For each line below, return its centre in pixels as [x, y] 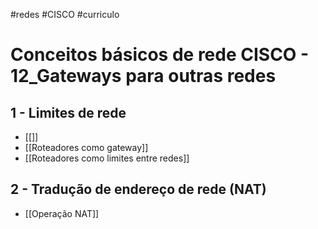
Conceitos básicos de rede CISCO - [160, 55]
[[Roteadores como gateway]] [86, 147]
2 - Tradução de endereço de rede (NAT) [138, 189]
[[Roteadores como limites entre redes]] [107, 158]
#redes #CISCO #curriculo [65, 14]
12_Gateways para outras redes [143, 76]
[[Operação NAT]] [62, 213]
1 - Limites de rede [68, 112]
